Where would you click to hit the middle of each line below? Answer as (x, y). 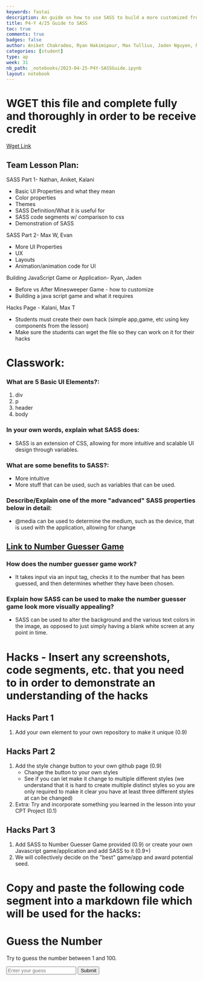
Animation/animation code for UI (55, 266)
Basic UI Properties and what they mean (65, 191)
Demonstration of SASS (44, 223)
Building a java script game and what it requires (74, 296)
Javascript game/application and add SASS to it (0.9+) (83, 850)
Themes (25, 204)
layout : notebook (28, 74)
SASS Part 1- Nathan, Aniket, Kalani (50, 180)
